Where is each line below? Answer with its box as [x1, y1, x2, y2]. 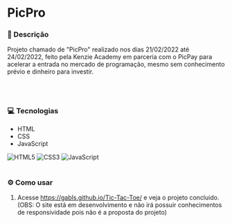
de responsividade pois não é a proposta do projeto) [17, 208, 168, 217]
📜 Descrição [7, 30, 49, 40]
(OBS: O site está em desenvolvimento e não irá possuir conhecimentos [17, 201, 222, 209]
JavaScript [17, 139, 48, 147]
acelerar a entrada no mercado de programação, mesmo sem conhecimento [7, 60, 225, 69]
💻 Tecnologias [7, 106, 59, 116]
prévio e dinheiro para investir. [7, 67, 94, 76]
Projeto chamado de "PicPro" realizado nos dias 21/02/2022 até [7, 45, 190, 53]
